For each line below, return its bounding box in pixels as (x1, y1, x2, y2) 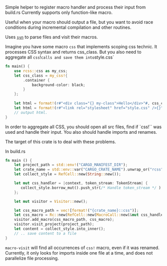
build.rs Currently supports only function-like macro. (5, 9, 113, 15)
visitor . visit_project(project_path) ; (14, 222, 94, 227)
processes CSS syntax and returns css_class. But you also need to (5, 49, 142, 55)
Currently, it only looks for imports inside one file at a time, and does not (5, 250, 153, 256)
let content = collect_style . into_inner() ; (14, 226, 106, 231)
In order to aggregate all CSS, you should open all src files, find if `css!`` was (5, 124, 162, 130)
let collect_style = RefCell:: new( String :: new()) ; (14, 172, 121, 177)
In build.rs (5, 148, 26, 154)
